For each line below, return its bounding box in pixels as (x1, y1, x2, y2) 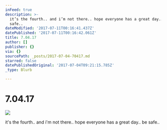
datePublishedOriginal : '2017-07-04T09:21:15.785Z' (5, 63, 114, 68)
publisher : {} (5, 44, 35, 49)
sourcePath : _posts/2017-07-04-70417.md (5, 53, 90, 59)
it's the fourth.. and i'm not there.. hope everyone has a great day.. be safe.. (5, 119, 160, 125)
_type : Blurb (5, 68, 32, 73)
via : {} (5, 49, 21, 54)
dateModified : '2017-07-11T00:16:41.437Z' (5, 26, 94, 31)
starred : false (5, 58, 37, 63)
